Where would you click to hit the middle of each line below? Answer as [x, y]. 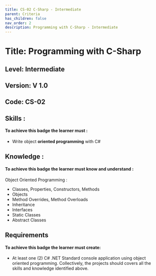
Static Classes [26, 215]
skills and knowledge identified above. [50, 268]
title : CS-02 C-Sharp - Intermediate [43, 9]
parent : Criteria [23, 14]
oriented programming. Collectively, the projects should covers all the [81, 263]
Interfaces [22, 210]
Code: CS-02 [25, 102]
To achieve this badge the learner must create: [53, 247]
